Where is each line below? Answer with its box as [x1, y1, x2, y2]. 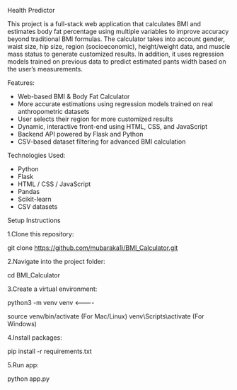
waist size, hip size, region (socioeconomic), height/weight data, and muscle [7, 42, 231, 50]
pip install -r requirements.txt [7, 347, 92, 355]
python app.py [7, 374, 50, 383]
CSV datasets [17, 202, 58, 211]
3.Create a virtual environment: [7, 285, 98, 293]
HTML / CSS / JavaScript [17, 180, 91, 188]
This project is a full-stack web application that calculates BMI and [7, 20, 202, 28]
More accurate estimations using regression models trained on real [17, 100, 214, 108]
